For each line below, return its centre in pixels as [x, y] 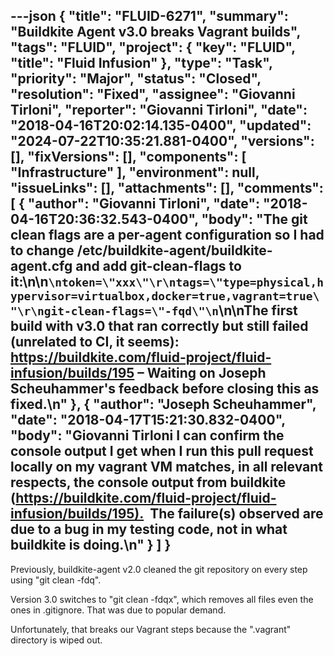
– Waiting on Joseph [202, 373]
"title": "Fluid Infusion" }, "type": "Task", [141, 63]
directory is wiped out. [56, 640]
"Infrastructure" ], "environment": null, [135, 172]
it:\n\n [29, 282]
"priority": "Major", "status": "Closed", [136, 79]
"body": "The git [254, 219]
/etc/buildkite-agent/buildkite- [174, 250]
